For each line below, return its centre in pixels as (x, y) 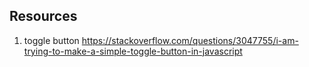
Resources (43, 16)
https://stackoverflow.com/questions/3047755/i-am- (190, 40)
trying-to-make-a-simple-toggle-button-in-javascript (133, 51)
